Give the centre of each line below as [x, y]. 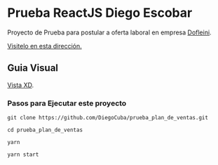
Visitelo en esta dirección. [45, 46]
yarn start [23, 155]
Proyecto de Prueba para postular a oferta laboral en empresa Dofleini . [109, 32]
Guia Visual [33, 68]
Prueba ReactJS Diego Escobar [100, 13]
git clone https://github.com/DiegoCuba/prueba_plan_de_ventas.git [108, 118]
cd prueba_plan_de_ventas [45, 130]
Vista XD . [20, 85]
